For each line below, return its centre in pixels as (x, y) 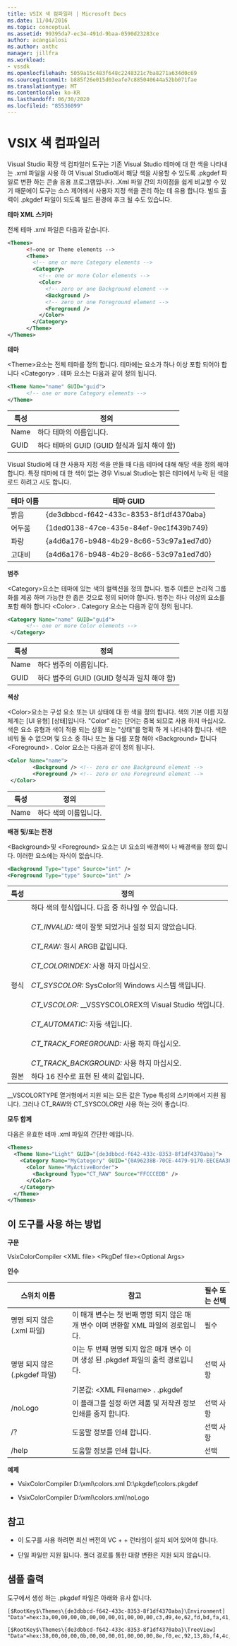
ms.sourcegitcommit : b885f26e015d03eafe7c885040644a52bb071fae (102, 80)
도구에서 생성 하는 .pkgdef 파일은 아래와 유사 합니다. (79, 1598)
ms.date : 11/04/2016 (38, 21)
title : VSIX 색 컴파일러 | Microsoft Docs (67, 14)
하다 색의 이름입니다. (70, 813)
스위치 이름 (38, 1296)
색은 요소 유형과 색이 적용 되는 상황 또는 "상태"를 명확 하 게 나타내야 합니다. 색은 (117, 730)
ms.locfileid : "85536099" (45, 106)
